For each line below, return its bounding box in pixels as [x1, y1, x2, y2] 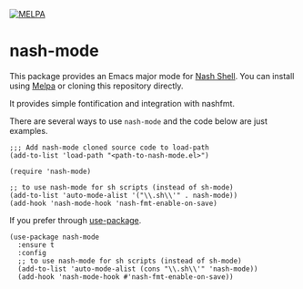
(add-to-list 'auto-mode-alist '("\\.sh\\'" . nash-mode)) [9, 191, 238, 200]
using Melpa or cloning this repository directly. [9, 80, 184, 91]
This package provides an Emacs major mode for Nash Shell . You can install [9, 70, 295, 81]
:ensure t [17, 240, 55, 250]
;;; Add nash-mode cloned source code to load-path [9, 142, 209, 152]
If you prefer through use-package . [9, 214, 142, 225]
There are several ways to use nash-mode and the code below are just [9, 115, 268, 127]
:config [17, 248, 47, 257]
